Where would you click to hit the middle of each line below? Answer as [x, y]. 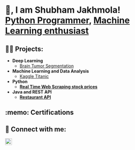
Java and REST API [32, 92]
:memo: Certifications [40, 112]
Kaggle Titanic [34, 76]
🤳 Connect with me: [36, 129]
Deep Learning [27, 61]
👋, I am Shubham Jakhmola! [63, 10]
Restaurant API [35, 97]
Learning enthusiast [47, 31]
